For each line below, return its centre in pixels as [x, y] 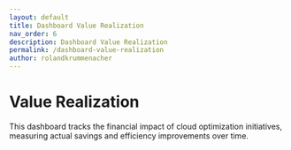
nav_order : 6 [33, 34]
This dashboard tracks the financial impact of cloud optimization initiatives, [146, 126]
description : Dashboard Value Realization [88, 42]
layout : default [39, 17]
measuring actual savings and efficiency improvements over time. [129, 135]
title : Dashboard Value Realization [77, 26]
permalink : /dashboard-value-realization [87, 50]
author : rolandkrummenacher [61, 58]
